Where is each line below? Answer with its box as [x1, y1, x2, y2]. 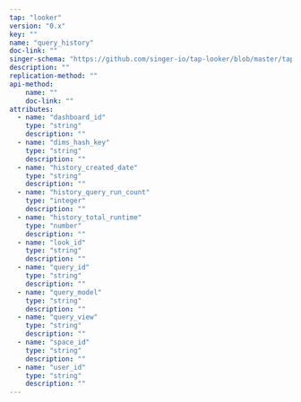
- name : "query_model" [17, 287, 102, 296]
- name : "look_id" [17, 238, 87, 247]
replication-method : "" [9, 72, 99, 81]
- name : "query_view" [17, 312, 99, 322]
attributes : [9, 105, 54, 114]
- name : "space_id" [17, 338, 90, 346]
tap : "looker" [9, 13, 63, 22]
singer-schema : [9, 55, 66, 64]
